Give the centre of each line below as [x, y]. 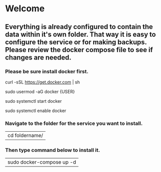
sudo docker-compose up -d [42, 162]
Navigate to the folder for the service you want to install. [74, 123]
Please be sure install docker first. [47, 71]
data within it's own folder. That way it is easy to [80, 34]
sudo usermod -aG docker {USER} [40, 91]
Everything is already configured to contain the [79, 27]
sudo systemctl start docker [33, 101]
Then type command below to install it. [53, 150]
